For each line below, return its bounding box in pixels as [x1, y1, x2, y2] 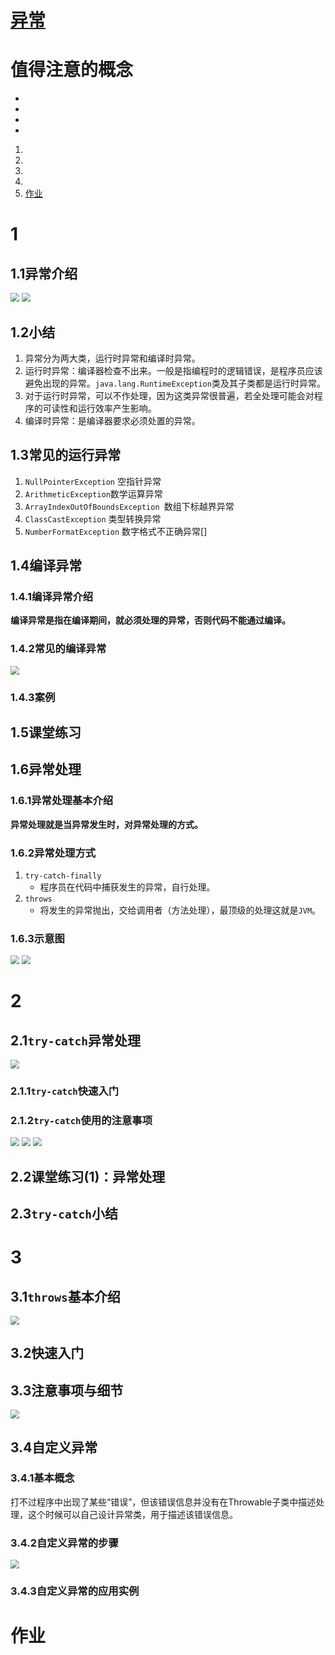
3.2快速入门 [10, 1345, 85, 1362]
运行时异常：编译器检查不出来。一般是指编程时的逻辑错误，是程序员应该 [24, 364, 323, 376]
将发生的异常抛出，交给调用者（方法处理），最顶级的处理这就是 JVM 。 [39, 904, 322, 916]
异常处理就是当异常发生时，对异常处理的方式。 [10, 818, 203, 830]
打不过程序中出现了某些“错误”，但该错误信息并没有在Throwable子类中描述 [10, 1496, 317, 1508]
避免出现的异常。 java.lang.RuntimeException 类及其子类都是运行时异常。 [24, 377, 326, 389]
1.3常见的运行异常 [10, 447, 122, 464]
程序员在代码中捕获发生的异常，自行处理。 [39, 881, 216, 893]
